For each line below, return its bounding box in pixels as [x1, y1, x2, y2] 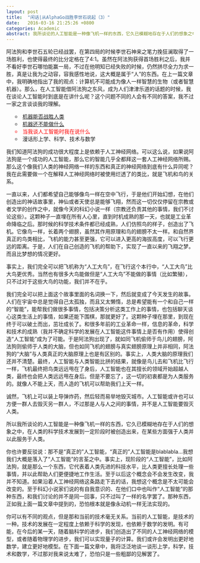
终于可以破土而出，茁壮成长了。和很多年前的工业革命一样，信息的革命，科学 [6, 321, 194, 328]
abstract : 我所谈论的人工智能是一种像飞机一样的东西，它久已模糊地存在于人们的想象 [6, 31, 188, 37]
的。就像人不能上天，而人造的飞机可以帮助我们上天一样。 [6, 380, 147, 387]
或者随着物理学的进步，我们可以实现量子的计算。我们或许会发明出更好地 [16, 536, 194, 543]
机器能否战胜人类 [22, 113, 64, 120]
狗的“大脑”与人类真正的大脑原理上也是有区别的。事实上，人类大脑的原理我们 [6, 350, 193, 358]
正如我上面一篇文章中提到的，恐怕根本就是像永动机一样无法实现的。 [6, 500, 173, 507]
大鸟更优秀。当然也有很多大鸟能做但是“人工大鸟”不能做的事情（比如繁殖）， [6, 270, 191, 278]
